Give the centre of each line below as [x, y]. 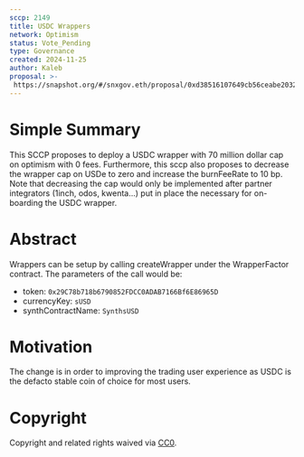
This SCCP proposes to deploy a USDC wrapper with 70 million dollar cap [147, 154]
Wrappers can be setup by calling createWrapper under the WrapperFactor [149, 264]
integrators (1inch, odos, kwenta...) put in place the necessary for [131, 193]
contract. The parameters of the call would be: [96, 274]
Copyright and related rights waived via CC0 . [93, 443]
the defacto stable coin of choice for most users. [100, 381]
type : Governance [42, 51]
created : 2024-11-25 [48, 60]
